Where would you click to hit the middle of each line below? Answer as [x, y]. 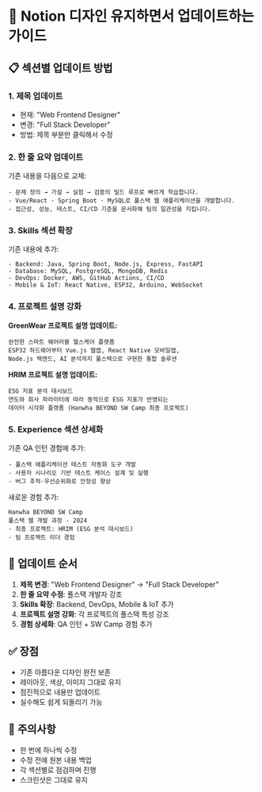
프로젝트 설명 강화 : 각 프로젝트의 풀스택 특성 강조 [94, 614]
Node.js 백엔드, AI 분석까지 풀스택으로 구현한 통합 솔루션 [93, 359]
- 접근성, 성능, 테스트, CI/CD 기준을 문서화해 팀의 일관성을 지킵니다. [110, 210]
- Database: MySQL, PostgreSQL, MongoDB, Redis [88, 271]
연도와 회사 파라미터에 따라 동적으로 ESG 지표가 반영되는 [88, 399]
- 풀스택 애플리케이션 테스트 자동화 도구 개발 [72, 465]
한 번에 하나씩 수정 [48, 750]
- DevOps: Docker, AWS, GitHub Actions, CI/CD [86, 279]
